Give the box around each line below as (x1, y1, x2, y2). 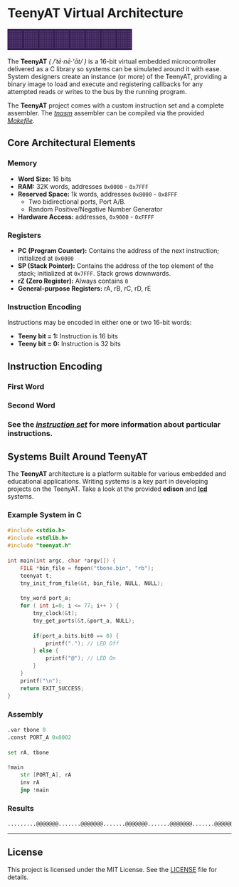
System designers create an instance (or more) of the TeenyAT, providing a (7, 72, 228, 81)
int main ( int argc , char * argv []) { (7, 557, 116, 564)
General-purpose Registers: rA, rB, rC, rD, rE (17, 284, 152, 293)
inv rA (20, 779, 40, 787)
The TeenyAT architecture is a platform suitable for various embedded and (7, 470, 226, 478)
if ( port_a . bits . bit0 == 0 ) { (33, 632, 119, 639)
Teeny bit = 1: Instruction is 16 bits (17, 332, 119, 341)
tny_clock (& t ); (33, 610, 78, 617)
